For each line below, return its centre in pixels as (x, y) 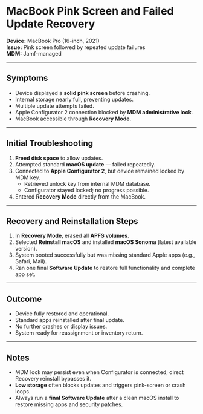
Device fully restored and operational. (62, 314)
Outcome (24, 299)
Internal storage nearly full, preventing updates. (74, 99)
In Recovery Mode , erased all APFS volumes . (72, 236)
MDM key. (27, 177)
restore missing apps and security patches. (69, 404)
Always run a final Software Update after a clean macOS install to (97, 398)
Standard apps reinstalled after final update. (70, 320)
